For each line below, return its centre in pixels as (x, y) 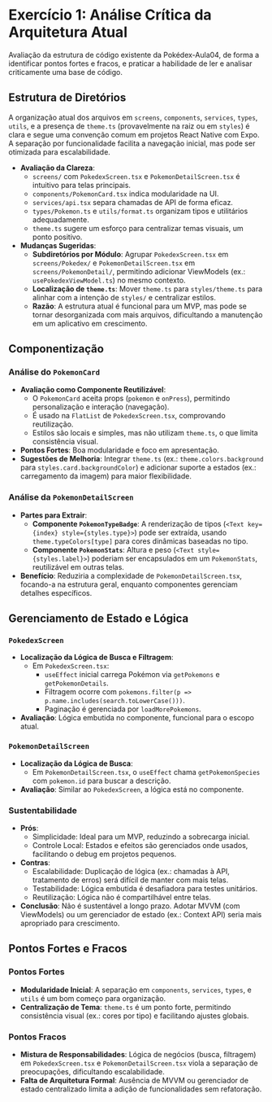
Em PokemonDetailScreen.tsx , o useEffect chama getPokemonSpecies (146, 772)
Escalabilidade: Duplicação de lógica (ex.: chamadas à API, (131, 872)
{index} (45, 533)
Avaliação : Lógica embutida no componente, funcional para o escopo (137, 718)
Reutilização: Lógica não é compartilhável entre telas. (121, 898)
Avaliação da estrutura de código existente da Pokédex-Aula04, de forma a (134, 55)
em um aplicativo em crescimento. (90, 323)
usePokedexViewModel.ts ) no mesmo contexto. (109, 280)
